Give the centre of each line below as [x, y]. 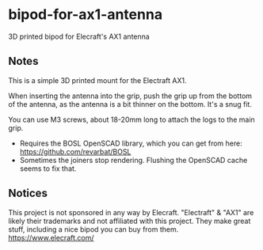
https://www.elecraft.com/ [51, 237]
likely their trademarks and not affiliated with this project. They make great [130, 221]
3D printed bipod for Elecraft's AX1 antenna [79, 36]
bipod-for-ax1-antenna [86, 15]
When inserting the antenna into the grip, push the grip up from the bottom [130, 96]
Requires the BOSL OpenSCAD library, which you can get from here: [131, 143]
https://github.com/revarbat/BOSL [75, 151]
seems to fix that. [48, 169]
